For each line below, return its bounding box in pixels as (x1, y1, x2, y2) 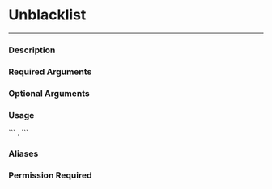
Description (8, 44, 56, 56)
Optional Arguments (8, 87, 91, 99)
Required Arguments (8, 66, 92, 78)
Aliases (8, 148, 39, 159)
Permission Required (8, 170, 92, 181)
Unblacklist (8, 6, 87, 24)
